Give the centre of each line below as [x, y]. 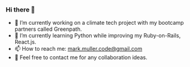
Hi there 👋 [21, 10]
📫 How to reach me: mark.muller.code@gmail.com [78, 49]
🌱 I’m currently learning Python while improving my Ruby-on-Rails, [97, 36]
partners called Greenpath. [48, 29]
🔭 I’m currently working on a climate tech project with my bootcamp [99, 23]
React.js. [25, 42]
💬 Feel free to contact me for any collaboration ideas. [81, 57]
